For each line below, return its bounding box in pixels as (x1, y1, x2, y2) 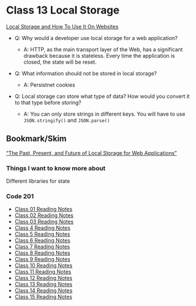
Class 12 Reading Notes (14, 275, 73, 282)
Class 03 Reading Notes (14, 218, 74, 225)
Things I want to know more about (6, 164, 106, 172)
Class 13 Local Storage (6, 4, 120, 17)
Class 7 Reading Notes (14, 243, 70, 251)
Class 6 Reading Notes (14, 237, 71, 244)
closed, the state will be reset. (23, 58, 97, 65)
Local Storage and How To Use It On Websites (6, 23, 119, 30)
